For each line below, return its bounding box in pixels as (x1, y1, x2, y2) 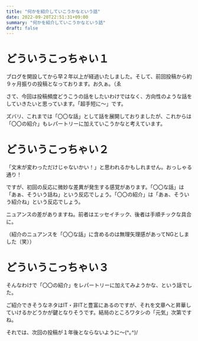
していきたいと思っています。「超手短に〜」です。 (6, 100, 127, 107)
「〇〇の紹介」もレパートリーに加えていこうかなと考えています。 (6, 120, 166, 127)
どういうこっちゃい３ (6, 261, 109, 274)
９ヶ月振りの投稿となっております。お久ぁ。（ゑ (6, 80, 122, 87)
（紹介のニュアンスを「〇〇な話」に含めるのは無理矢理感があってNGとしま (6, 231, 190, 238)
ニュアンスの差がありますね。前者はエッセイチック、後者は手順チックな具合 (6, 211, 192, 218)
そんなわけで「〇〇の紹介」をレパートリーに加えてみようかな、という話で (6, 281, 187, 289)
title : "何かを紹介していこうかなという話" (6, 8, 100, 15)
